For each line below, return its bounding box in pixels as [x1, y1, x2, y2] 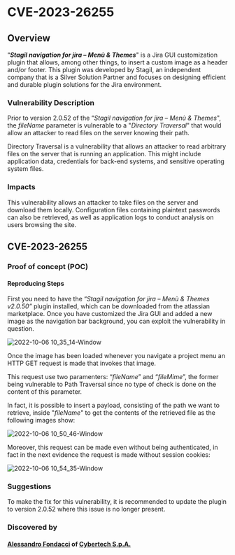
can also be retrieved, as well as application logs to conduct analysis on [7, 213, 215, 221]
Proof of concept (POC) [7, 261, 89, 271]
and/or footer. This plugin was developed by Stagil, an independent [7, 66, 201, 74]
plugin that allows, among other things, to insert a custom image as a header [7, 58, 228, 67]
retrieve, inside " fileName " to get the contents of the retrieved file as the [7, 409, 215, 417]
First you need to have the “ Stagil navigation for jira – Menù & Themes [7, 295, 210, 303]
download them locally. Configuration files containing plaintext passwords [7, 205, 220, 214]
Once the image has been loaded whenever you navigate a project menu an [7, 352, 226, 360]
